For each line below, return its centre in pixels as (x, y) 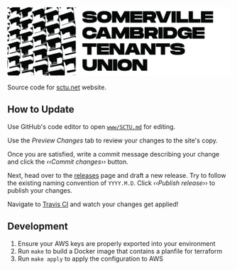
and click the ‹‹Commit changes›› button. (68, 162)
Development (38, 226)
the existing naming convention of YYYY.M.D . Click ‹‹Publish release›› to (111, 183)
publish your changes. (40, 190)
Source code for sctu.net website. (57, 87)
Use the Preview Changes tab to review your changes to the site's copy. (113, 140)
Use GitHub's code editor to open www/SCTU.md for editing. (92, 126)
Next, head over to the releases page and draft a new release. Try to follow (117, 175)
